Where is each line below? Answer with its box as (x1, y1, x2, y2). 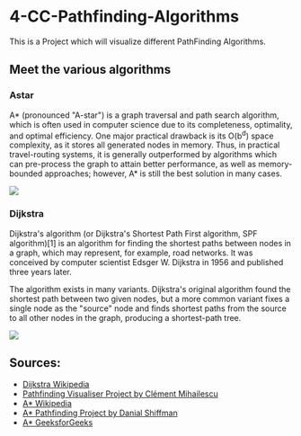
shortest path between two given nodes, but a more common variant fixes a (9, 293, 290, 304)
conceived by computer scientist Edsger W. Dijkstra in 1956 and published (9, 256, 284, 267)
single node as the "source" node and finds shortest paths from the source (9, 303, 288, 314)
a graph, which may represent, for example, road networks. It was (9, 247, 253, 258)
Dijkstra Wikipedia (22, 379, 90, 390)
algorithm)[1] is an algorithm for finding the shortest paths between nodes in (9, 237, 292, 248)
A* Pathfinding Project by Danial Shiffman (22, 407, 178, 419)
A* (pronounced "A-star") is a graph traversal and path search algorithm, (9, 110, 280, 120)
